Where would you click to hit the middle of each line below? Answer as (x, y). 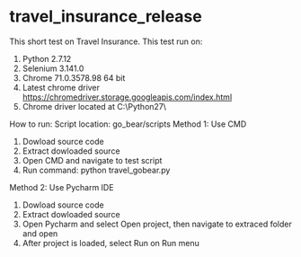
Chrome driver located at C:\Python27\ (94, 106)
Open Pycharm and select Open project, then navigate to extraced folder (157, 224)
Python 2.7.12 (47, 58)
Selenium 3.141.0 (53, 68)
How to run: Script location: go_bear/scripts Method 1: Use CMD (128, 124)
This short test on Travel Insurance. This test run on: (106, 41)
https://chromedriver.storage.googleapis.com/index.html (127, 97)
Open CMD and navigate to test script (92, 160)
